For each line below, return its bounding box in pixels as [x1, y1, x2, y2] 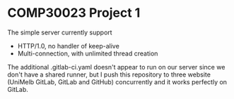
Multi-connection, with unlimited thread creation [17, 49, 158, 58]
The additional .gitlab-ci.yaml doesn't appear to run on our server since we [7, 62, 226, 71]
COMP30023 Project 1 [7, 5, 141, 21]
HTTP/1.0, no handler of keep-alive [17, 41, 120, 50]
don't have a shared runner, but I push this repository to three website [7, 70, 211, 79]
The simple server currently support [7, 28, 112, 37]
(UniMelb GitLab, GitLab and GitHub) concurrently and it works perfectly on [7, 77, 228, 86]
